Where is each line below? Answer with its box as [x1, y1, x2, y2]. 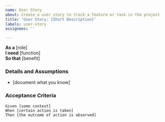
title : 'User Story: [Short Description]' [5, 17, 96, 22]
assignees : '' [5, 26, 36, 31]
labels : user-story [5, 21, 47, 27]
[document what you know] [12, 79, 71, 86]
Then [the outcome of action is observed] [5, 112, 96, 117]
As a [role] [5, 45, 27, 51]
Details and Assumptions [5, 68, 69, 75]
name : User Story [5, 7, 42, 13]
